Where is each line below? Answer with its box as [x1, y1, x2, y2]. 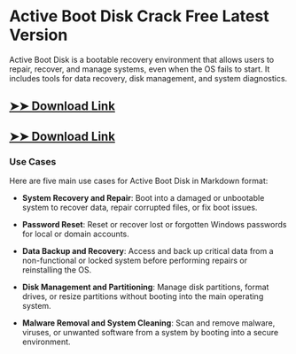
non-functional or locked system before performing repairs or [21, 255, 248, 266]
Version [9, 25, 68, 45]
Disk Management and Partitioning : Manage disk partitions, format [21, 281, 269, 293]
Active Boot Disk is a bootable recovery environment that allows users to [9, 54, 275, 65]
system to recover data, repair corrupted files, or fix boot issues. [21, 202, 258, 213]
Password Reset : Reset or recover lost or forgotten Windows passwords [21, 219, 287, 230]
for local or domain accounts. [21, 228, 130, 240]
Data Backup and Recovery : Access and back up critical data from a [21, 246, 274, 257]
